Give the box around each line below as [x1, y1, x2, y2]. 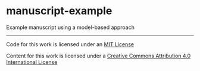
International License [6, 58, 58, 66]
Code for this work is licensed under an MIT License [6, 40, 135, 48]
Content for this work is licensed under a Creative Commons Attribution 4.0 [6, 52, 191, 59]
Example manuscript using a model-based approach [6, 24, 135, 31]
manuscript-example [6, 4, 112, 18]
